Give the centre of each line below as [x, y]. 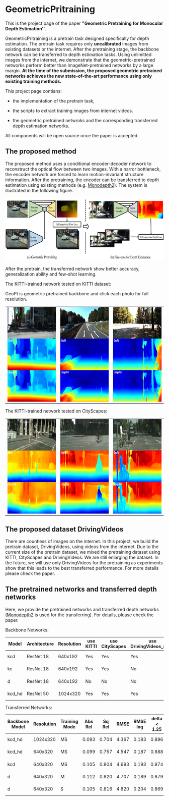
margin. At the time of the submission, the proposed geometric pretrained [84, 70]
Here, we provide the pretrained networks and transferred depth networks [82, 609]
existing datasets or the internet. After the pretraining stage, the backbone [82, 49]
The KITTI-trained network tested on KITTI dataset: [58, 284]
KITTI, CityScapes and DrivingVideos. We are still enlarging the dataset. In [82, 557]
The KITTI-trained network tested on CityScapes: [56, 411]
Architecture [40, 644]
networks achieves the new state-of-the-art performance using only [79, 76]
